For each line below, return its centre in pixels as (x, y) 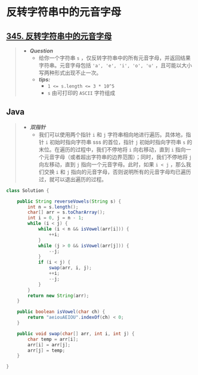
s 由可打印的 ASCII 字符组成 (81, 93)
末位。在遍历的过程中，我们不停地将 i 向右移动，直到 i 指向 (112, 149)
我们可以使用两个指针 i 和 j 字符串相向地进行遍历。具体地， (112, 134)
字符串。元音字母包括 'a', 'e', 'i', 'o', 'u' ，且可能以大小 (115, 65)
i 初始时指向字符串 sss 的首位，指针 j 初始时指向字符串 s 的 (119, 142)
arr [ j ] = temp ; (47, 350)
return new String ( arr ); (58, 296)
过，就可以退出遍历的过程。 (73, 179)
